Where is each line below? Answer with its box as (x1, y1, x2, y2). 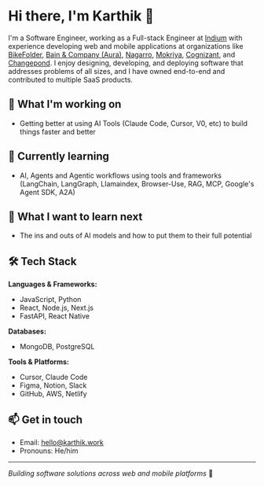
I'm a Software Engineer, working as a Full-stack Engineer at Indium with (8, 33, 243, 42)
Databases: (8, 326, 47, 337)
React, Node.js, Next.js (19, 303, 94, 313)
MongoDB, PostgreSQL (19, 342, 95, 352)
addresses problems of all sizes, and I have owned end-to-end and (8, 66, 225, 75)
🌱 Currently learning (8, 149, 110, 164)
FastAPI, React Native (19, 311, 90, 321)
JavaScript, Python (19, 295, 82, 304)
